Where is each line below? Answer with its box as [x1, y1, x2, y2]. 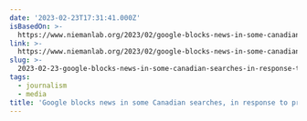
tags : [9, 73, 30, 82]
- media [17, 89, 48, 98]
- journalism [17, 81, 68, 90]
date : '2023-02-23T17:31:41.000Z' [9, 13, 142, 23]
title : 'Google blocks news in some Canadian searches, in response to [9, 97, 288, 107]
